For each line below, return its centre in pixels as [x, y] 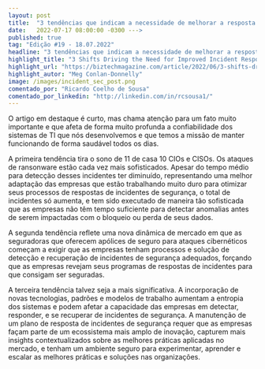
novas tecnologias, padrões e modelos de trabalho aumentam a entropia [126, 298]
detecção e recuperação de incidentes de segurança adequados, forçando [130, 258]
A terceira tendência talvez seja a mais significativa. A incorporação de [123, 290]
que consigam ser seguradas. [56, 275]
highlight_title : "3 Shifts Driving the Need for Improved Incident [123, 60]
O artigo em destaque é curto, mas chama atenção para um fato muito [122, 118]
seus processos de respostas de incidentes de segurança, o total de [119, 192]
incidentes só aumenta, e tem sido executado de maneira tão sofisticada [126, 201]
